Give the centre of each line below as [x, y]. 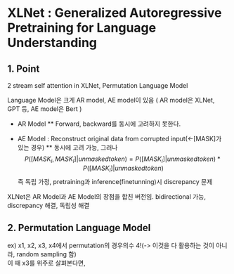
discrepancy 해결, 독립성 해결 [48, 205]
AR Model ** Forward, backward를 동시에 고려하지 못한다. [99, 124]
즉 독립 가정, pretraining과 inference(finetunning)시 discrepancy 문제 [115, 181]
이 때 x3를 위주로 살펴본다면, [46, 263]
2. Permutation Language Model [79, 227]
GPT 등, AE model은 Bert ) [45, 109]
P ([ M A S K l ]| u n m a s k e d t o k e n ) [123, 169]
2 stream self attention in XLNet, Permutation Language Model [98, 85]
